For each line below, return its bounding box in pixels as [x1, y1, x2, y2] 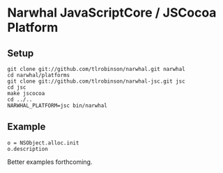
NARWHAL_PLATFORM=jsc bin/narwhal [7, 102, 108, 109]
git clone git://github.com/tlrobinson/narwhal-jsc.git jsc [7, 78, 186, 85]
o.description [7, 145, 49, 152]
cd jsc [7, 84, 26, 91]
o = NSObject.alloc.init [7, 139, 79, 147]
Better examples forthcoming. [7, 158, 93, 166]
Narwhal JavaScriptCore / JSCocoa [7, 5, 217, 21]
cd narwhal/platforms [7, 72, 70, 79]
